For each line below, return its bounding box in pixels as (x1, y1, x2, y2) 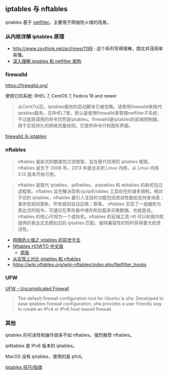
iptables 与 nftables (5, 5, 68, 14)
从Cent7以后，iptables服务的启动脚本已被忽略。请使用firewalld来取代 (17, 104, 162, 110)
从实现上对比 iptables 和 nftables (12, 256, 81, 262)
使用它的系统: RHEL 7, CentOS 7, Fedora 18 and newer (5, 93, 117, 99)
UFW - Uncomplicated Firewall (5, 286, 69, 292)
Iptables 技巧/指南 (5, 364, 43, 370)
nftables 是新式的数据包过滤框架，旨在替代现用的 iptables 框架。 (17, 158, 153, 164)
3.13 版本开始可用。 (17, 171, 59, 177)
